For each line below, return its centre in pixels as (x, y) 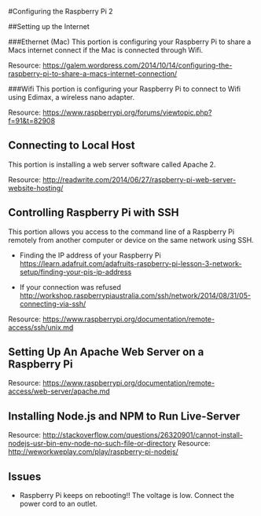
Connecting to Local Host (72, 146)
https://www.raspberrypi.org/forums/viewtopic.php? (127, 112)
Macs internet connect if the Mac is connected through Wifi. (106, 50)
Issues (25, 476)
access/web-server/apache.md (59, 391)
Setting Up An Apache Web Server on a (106, 352)
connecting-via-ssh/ (53, 304)
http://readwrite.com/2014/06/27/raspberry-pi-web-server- (140, 179)
